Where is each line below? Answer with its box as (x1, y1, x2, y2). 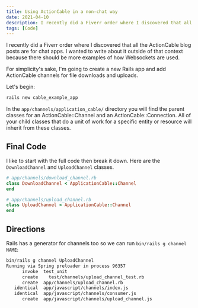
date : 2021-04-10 (6, 14, 49, 20)
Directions (6, 224, 46, 234)
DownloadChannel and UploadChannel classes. (6, 163, 114, 171)
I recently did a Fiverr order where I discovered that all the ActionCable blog (6, 41, 191, 49)
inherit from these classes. (6, 124, 71, 131)
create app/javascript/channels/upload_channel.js (21, 296, 152, 302)
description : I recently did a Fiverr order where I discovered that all (6, 20, 193, 25)
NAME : (6, 246, 19, 253)
